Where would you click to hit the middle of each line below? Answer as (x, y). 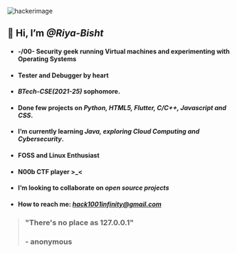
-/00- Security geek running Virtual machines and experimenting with (123, 51)
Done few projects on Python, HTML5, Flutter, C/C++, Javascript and (122, 107)
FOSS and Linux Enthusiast (58, 155)
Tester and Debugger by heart (63, 75)
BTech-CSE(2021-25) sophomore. (69, 92)
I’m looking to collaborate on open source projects (93, 188)
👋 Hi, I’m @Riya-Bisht (56, 33)
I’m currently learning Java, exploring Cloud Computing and (109, 131)
